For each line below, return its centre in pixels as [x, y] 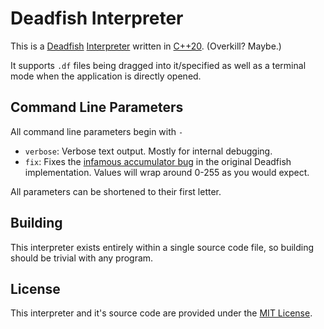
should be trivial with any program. [82, 258]
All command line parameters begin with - [97, 131]
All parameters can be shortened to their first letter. [116, 191]
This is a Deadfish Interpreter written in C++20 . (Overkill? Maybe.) [146, 46]
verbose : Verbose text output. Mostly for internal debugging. [148, 151]
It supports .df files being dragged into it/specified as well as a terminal [158, 65]
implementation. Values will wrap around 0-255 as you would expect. [167, 172]
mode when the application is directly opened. [106, 76]
